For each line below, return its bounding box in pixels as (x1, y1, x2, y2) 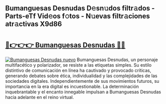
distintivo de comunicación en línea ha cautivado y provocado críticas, (5, 68, 151, 73)
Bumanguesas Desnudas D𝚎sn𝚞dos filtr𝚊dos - (5, 4, 155, 13)
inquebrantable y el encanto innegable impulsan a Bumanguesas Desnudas (5, 89, 161, 95)
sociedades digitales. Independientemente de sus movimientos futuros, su (5, 78, 159, 84)
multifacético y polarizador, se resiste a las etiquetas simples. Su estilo (5, 62, 152, 68)
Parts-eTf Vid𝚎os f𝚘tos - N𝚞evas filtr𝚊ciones (5, 12, 150, 21)
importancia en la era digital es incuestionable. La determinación (5, 83, 139, 89)
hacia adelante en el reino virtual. (5, 94, 74, 100)
